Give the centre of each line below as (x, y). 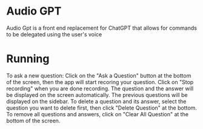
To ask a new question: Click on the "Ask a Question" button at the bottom (99, 75)
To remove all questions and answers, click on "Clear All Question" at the (98, 114)
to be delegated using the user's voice (54, 34)
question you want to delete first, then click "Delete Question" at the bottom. (101, 108)
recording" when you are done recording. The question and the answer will (100, 88)
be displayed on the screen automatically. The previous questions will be (97, 94)
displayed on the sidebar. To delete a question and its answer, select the (96, 101)
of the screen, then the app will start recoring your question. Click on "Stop (100, 82)
